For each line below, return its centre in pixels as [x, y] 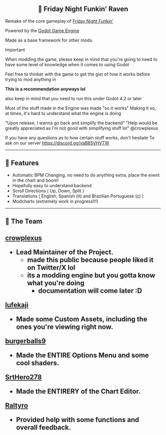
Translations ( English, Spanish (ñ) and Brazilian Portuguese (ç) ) [78, 196]
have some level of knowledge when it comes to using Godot [67, 64]
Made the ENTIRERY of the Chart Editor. [78, 391]
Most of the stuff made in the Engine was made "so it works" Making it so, [81, 108]
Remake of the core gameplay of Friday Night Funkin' [59, 21]
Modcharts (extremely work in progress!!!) [55, 201]
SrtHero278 [23, 377]
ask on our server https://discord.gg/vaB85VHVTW [57, 143]
